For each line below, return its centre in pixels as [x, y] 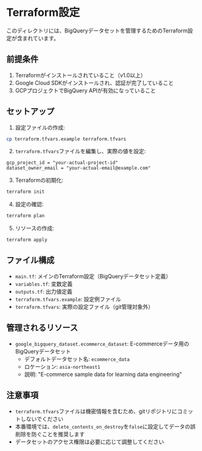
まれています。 [41, 38]
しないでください [42, 419]
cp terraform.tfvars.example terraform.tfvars [66, 139]
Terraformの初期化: [39, 180]
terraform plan [26, 216]
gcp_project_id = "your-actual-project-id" [62, 163]
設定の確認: [29, 204]
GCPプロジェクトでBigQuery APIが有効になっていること [85, 90]
